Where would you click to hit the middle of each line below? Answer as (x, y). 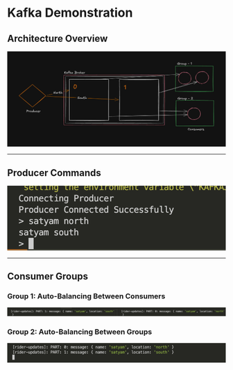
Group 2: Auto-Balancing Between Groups (80, 332)
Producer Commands (54, 173)
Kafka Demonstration (70, 13)
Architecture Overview (58, 39)
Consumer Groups (48, 276)
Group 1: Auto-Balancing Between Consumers (86, 296)
